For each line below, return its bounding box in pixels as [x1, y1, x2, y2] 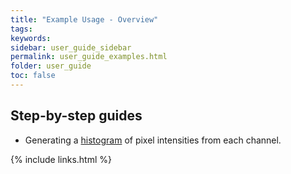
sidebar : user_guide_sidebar [10, 42, 132, 53]
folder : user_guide [10, 61, 92, 71]
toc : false [10, 71, 56, 81]
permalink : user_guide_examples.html [10, 52, 168, 62]
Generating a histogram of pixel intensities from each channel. [24, 134, 282, 146]
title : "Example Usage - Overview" [10, 14, 159, 25]
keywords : [10, 33, 52, 43]
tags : [10, 24, 33, 34]
